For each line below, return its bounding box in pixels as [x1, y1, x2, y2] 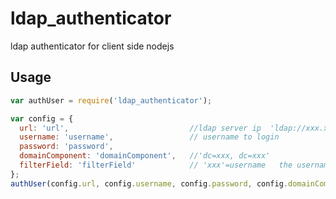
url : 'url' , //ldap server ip [19, 123, 262, 133]
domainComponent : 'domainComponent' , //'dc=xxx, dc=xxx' [19, 151, 271, 161]
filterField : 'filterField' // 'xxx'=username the [19, 160, 293, 170]
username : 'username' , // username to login [19, 132, 280, 142]
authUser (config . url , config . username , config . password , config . [10, 178, 289, 189]
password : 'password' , [19, 142, 114, 152]
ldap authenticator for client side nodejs [10, 40, 175, 52]
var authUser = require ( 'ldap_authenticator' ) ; [10, 95, 213, 106]
